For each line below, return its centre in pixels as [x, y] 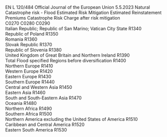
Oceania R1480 [21, 103]
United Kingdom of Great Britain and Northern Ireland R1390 [67, 55]
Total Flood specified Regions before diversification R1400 [66, 60]
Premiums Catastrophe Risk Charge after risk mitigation [63, 18]
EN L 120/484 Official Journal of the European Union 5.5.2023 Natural [77, 7]
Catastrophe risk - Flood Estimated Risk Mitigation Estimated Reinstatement [83, 13]
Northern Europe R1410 [29, 66]
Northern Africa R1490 [28, 108]
